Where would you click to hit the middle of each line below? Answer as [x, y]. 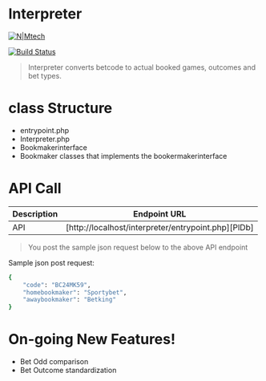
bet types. [44, 75]
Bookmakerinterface [54, 147]
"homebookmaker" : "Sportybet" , [75, 292]
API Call [35, 188]
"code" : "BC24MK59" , [57, 285]
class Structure [60, 108]
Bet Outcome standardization [68, 371]
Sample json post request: [51, 262]
